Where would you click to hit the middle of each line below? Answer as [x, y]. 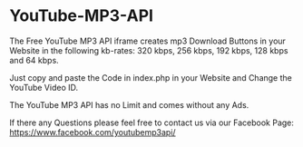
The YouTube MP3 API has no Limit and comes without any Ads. [129, 104]
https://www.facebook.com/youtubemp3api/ [93, 132]
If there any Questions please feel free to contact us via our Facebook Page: [152, 122]
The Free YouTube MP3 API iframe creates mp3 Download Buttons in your [147, 41]
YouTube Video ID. [44, 87]
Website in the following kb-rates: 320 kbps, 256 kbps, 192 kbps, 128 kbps [149, 50]
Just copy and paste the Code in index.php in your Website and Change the [151, 77]
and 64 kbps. [34, 60]
